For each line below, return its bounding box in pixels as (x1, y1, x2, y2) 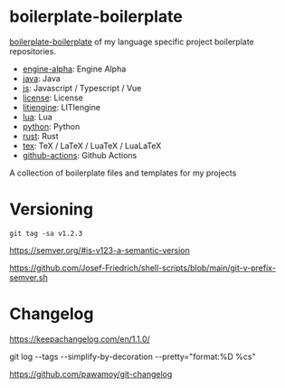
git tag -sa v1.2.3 (9, 229, 83, 238)
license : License (22, 92, 83, 103)
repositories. (9, 45, 57, 56)
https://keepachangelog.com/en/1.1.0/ (9, 333, 151, 345)
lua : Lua (22, 111, 52, 122)
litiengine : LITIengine (22, 101, 101, 112)
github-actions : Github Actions (22, 149, 138, 160)
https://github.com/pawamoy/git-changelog (9, 368, 173, 379)
